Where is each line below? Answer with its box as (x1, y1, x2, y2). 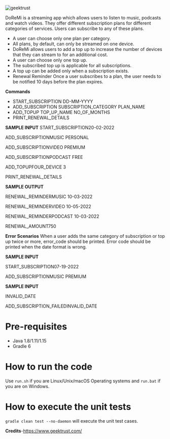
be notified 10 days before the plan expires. (12, 79, 104, 85)
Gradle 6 (12, 343, 31, 349)
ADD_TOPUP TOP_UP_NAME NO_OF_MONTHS (12, 109, 110, 115)
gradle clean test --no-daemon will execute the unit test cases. (5, 418, 139, 424)
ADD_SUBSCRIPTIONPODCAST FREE (5, 154, 83, 160)
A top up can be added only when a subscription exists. (12, 68, 129, 74)
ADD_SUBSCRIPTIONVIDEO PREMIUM (5, 144, 85, 150)
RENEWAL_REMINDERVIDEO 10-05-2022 (5, 204, 91, 209)
